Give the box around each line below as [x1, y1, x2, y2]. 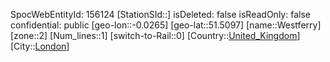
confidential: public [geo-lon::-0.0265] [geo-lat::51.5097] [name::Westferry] [10, 19, 322, 31]
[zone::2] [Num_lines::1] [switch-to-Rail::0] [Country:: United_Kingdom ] [10, 30, 301, 41]
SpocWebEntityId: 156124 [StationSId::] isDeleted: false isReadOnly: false [10, 9, 311, 20]
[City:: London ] [10, 40, 70, 52]
